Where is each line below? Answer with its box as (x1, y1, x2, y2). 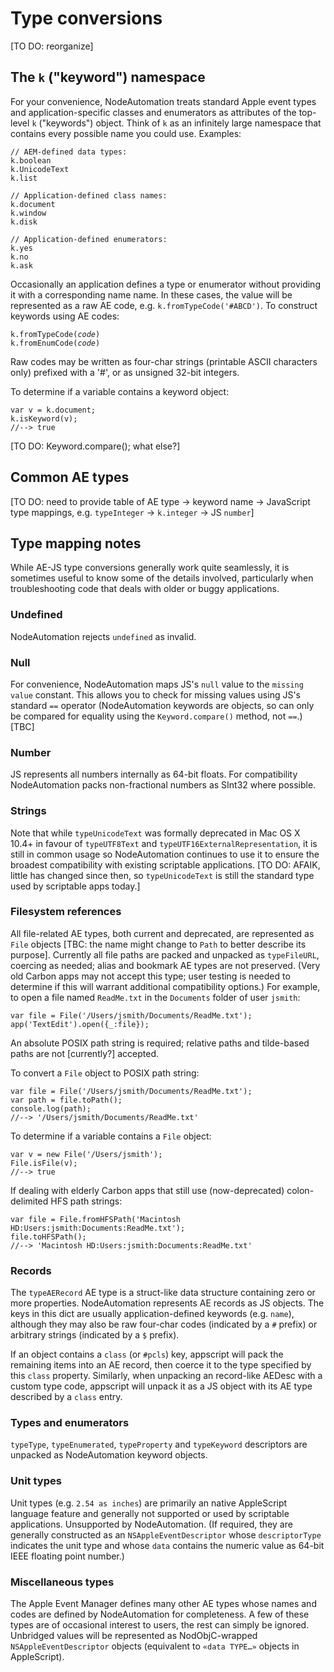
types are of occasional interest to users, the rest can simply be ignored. (10, 1619, 310, 1631)
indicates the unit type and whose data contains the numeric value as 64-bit (10, 1539, 325, 1551)
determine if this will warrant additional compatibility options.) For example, (10, 980, 321, 992)
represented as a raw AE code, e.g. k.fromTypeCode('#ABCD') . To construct (10, 299, 318, 311)
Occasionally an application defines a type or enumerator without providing (10, 278, 321, 290)
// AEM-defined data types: (10, 147, 128, 157)
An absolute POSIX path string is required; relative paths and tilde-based (10, 1037, 310, 1049)
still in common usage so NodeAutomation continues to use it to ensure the (10, 848, 320, 860)
